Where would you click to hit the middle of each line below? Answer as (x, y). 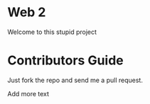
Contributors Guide (65, 60)
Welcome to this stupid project (52, 32)
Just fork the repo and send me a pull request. (75, 80)
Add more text (28, 93)
